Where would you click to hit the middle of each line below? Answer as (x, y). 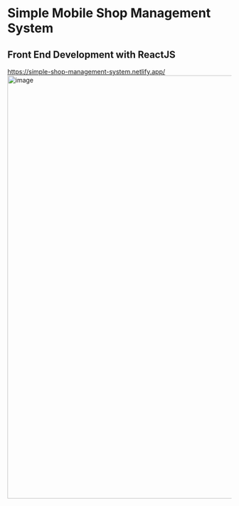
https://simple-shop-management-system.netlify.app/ (86, 72)
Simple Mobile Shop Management (109, 13)
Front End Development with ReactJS (91, 55)
